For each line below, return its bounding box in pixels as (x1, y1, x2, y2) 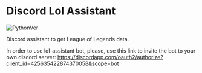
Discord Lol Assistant (6, 4, 116, 18)
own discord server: (6, 53, 56, 60)
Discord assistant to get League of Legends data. (6, 35, 129, 42)
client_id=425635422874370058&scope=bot (6, 60, 119, 67)
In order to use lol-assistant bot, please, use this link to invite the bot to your (6, 47, 196, 54)
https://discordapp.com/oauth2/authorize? (57, 53, 163, 60)
